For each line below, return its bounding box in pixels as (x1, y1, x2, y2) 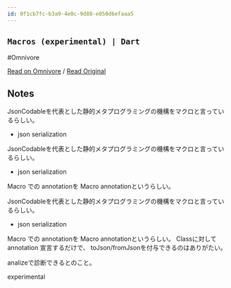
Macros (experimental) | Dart (7, 37, 140, 47)
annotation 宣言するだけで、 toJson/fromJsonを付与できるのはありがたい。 (7, 244, 227, 252)
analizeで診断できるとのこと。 (7, 258, 96, 267)
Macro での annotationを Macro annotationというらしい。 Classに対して (7, 234, 217, 244)
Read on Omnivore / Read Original (7, 67, 106, 76)
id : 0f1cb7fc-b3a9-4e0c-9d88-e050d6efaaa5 (7, 10, 134, 18)
